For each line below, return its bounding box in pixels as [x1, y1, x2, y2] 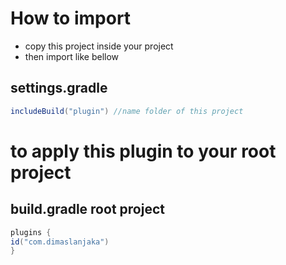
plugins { [10, 227, 52, 237]
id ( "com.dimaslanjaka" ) [10, 237, 110, 247]
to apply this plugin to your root [10, 140, 277, 162]
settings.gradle [10, 80, 108, 97]
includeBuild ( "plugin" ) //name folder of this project [10, 106, 244, 116]
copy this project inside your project [24, 40, 174, 52]
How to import [10, 7, 132, 30]
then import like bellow [24, 50, 120, 62]
